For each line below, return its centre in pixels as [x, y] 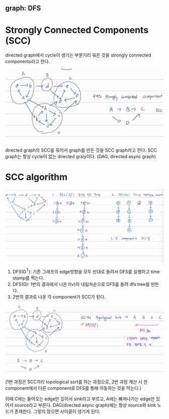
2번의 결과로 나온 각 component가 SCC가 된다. [59, 297]
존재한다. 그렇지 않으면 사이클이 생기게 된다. [57, 411]
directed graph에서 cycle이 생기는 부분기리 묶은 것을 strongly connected [78, 55]
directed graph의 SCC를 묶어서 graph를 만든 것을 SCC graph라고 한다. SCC [81, 150]
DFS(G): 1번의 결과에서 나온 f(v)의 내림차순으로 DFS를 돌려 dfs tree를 [81, 285]
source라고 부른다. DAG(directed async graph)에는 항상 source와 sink [85, 405]
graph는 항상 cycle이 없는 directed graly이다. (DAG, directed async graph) [81, 156]
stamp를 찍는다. [28, 278]
